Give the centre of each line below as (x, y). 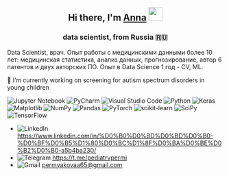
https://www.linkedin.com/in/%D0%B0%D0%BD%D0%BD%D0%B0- (115, 136)
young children (28, 87)
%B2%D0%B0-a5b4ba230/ (57, 150)
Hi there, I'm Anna (107, 18)
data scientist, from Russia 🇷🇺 (115, 37)
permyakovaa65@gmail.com (82, 164)
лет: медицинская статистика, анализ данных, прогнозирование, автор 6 (114, 60)
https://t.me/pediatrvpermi (90, 158)
